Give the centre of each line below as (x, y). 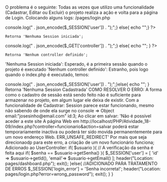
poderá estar (126, 127)
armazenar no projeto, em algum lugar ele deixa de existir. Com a (72, 100)
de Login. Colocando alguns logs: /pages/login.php (58, 18)
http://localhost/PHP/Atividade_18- (116, 121)
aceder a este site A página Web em (42, 121)
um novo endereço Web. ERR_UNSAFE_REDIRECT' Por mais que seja (76, 137)
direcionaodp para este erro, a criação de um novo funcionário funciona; (80, 142)
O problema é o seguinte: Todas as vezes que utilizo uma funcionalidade (80, 7)
